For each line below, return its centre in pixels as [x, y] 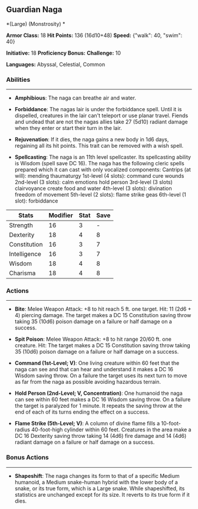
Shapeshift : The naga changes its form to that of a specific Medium [97, 475]
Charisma [22, 273]
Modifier [61, 215]
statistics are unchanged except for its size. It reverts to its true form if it [102, 494]
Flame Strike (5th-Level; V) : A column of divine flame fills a [87, 424]
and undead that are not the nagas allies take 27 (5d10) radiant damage [101, 122]
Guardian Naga [34, 10]
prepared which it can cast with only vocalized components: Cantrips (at [103, 169]
